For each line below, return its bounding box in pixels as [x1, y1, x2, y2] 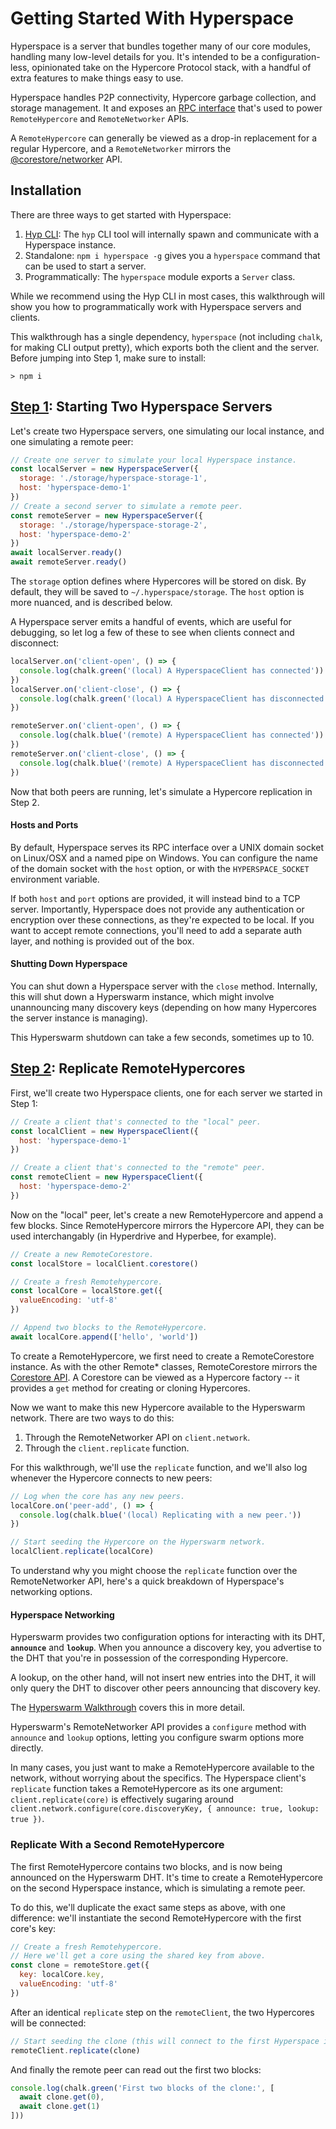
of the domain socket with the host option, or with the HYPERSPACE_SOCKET [10, 862, 310, 874]
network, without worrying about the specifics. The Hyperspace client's [10, 1772, 307, 1784]
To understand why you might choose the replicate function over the [10, 1565, 298, 1577]
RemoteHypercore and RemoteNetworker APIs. [10, 112, 190, 124]
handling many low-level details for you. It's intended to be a [10, 50, 260, 62]
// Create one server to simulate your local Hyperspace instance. [10, 455, 298, 465]
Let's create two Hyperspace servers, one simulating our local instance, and [10, 425, 325, 437]
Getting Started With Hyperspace [10, 7, 294, 30]
